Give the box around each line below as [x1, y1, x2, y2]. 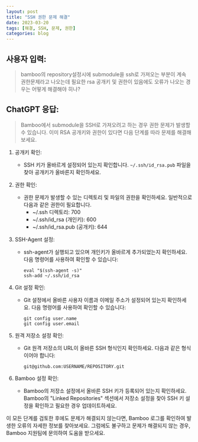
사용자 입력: [6, 54, 47, 64]
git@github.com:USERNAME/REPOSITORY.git [23, 363, 125, 369]
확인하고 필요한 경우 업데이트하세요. [34, 402, 117, 409]
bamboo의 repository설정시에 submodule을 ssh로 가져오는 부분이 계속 [20, 70, 187, 77]
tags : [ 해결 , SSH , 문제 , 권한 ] [6, 25, 76, 31]
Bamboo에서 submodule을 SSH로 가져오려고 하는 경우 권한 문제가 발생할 [20, 121, 191, 128]
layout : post [6, 8, 38, 15]
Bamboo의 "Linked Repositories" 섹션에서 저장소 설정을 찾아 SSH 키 [23, 394, 184, 402]
